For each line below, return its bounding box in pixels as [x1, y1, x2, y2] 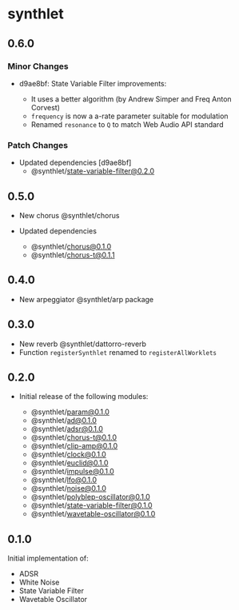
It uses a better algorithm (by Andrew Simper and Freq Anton [30, 94, 233, 104]
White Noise [18, 577, 60, 588]
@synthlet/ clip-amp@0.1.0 [30, 441, 118, 451]
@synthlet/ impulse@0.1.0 [30, 467, 115, 476]
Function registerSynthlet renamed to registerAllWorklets [18, 347, 217, 357]
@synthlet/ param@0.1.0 [30, 407, 110, 417]
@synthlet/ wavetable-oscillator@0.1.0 [30, 509, 156, 519]
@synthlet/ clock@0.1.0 [30, 449, 107, 460]
